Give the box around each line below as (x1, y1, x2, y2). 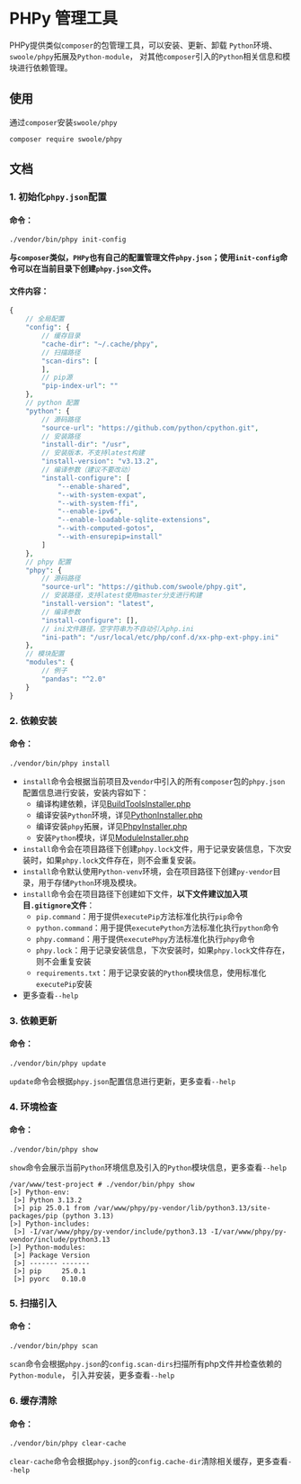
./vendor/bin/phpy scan (9, 1342, 99, 1351)
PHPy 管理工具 (9, 8, 119, 29)
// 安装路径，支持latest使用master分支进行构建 (41, 591, 203, 600)
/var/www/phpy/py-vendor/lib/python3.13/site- (93, 1203, 271, 1212)
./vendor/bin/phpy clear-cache (9, 1439, 127, 1448)
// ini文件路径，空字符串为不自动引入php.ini (41, 624, 195, 633)
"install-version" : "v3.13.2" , (41, 457, 159, 466)
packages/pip (9, 1211, 58, 1220)
